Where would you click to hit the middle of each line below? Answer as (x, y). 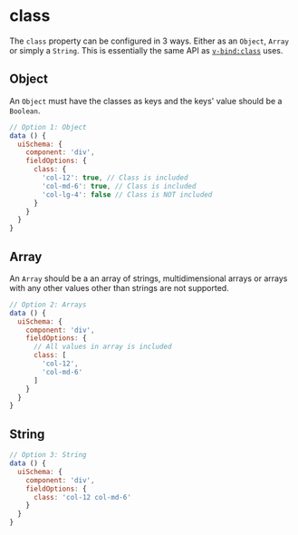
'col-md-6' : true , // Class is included (119, 186)
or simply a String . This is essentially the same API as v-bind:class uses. (146, 50)
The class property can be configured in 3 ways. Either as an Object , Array (149, 41)
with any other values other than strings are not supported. (119, 287)
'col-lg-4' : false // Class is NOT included (127, 195)
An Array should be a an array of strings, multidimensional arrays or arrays (149, 278)
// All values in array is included (102, 347)
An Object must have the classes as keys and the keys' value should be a (146, 101)
